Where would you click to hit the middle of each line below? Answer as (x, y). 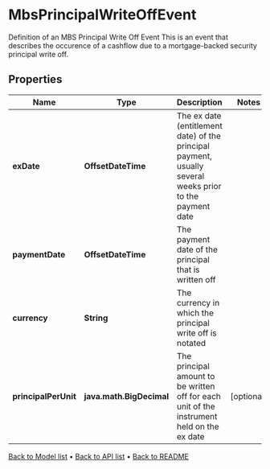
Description (199, 102)
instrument (197, 416)
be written (196, 386)
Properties (35, 79)
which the (195, 313)
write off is (196, 333)
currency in (198, 302)
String (96, 318)
